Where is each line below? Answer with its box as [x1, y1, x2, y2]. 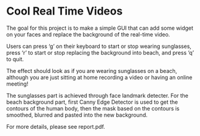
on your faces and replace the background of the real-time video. [6, 30, 170, 38]
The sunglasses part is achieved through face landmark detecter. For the [6, 92, 188, 99]
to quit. [6, 55, 24, 63]
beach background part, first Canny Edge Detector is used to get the [6, 98, 178, 106]
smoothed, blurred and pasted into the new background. [6, 111, 148, 118]
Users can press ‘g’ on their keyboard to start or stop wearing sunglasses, [6, 42, 191, 50]
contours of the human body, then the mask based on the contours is [6, 104, 180, 112]
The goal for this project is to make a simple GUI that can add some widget [6, 24, 193, 32]
